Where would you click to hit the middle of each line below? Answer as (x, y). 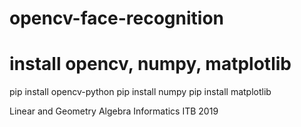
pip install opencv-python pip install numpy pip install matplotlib (140, 92)
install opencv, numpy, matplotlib (150, 64)
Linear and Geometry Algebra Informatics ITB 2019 (114, 111)
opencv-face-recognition (116, 18)
